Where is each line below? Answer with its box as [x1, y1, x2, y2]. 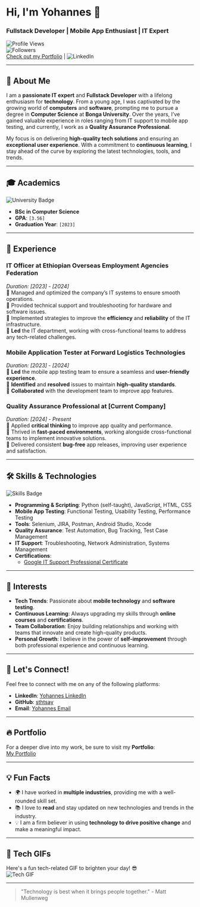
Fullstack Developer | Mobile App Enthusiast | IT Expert [6, 27, 169, 35]
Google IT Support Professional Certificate [23, 558, 128, 566]
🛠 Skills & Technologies [6, 471, 97, 481]
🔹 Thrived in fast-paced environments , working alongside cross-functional [6, 428, 192, 435]
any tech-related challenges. [6, 333, 77, 340]
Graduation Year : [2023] [14, 221, 76, 228]
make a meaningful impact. [14, 826, 82, 833]
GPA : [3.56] [14, 214, 45, 222]
